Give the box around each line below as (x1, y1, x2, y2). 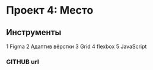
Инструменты (6, 27, 62, 37)
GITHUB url (6, 58, 40, 66)
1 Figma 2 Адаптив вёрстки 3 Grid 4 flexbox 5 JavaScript (6, 43, 147, 50)
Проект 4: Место (6, 4, 94, 17)
